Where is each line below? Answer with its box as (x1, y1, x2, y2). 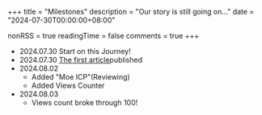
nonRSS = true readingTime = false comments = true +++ (7, 31, 200, 40)
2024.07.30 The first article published (19, 55, 143, 64)
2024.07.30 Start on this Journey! (19, 47, 131, 55)
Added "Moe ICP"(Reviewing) (31, 72, 130, 81)
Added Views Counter (31, 80, 105, 90)
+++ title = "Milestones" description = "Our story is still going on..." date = (7, 7, 255, 16)
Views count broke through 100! (31, 98, 138, 107)
